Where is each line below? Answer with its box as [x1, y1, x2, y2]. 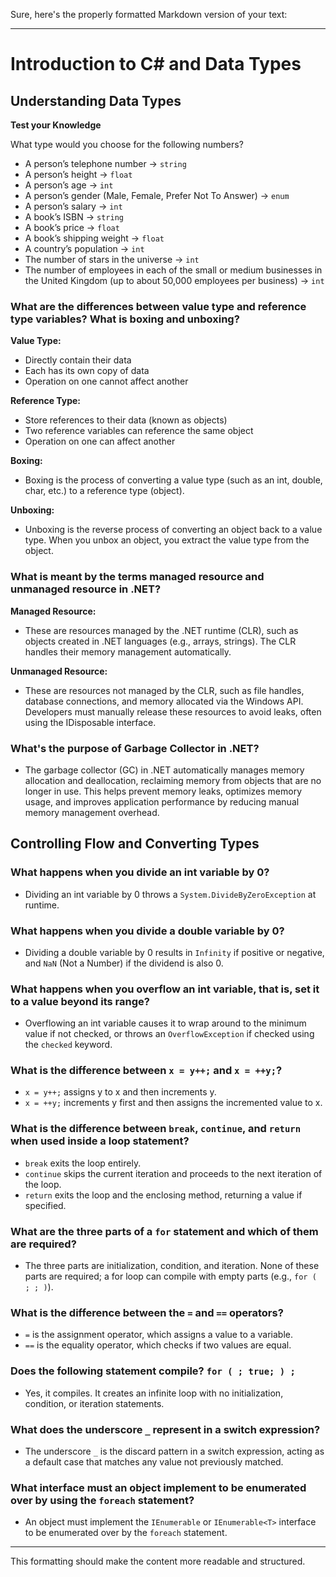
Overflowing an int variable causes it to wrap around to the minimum [24, 1017, 307, 1029]
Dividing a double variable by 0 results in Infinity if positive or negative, [24, 946, 325, 958]
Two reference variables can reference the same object [24, 425, 254, 437]
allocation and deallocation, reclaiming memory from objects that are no [24, 774, 322, 786]
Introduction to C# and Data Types [10, 53, 302, 76]
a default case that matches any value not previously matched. [24, 1455, 284, 1468]
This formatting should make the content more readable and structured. [10, 1555, 306, 1568]
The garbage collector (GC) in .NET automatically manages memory [24, 764, 305, 776]
